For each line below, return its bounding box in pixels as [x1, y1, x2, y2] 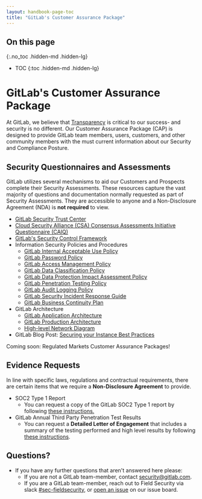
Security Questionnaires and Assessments [6, 161, 171, 172]
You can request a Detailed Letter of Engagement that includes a [24, 420, 187, 427]
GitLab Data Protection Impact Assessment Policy [24, 273, 148, 281]
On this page [6, 37, 55, 47]
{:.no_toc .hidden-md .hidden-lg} [6, 53, 89, 60]
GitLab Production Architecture [24, 318, 101, 325]
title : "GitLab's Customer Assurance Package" [6, 15, 125, 21]
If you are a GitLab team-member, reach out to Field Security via [24, 479, 184, 487]
